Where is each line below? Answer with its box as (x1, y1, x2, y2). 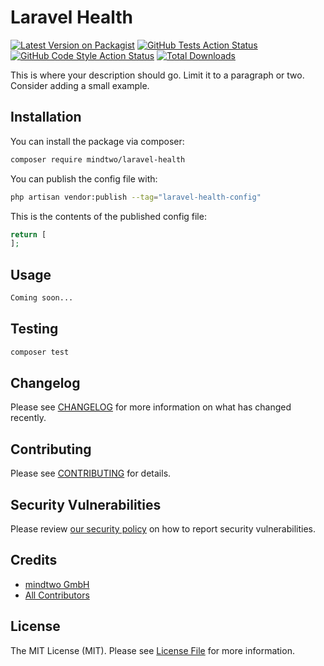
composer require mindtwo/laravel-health (10, 154, 186, 165)
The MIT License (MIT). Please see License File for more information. (10, 644, 295, 656)
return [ (10, 229, 47, 240)
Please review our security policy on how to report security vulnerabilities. (10, 523, 316, 535)
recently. (10, 412, 47, 424)
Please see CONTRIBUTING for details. (10, 467, 172, 480)
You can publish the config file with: (10, 172, 158, 185)
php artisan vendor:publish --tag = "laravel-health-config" (10, 192, 262, 202)
